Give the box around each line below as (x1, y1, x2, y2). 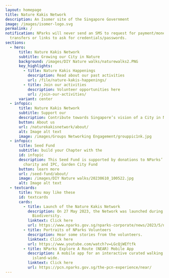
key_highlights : (18, 63, 53, 68)
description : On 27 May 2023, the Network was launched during (27, 208, 163, 214)
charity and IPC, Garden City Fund (23, 162, 98, 167)
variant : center (18, 96, 53, 101)
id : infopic (18, 153, 44, 158)
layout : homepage (5, 7, 42, 13)
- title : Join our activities (23, 82, 87, 87)
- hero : (10, 45, 26, 50)
